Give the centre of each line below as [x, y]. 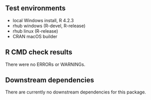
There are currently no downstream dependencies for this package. [76, 92]
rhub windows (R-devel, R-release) [49, 26]
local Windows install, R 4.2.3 [43, 20]
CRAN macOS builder [35, 36]
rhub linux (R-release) [35, 31]
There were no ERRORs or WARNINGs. [45, 64]
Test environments [35, 8]
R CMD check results [39, 52]
